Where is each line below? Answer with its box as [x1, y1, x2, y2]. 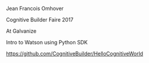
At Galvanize [6, 27, 37, 34]
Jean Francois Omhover [6, 5, 64, 12]
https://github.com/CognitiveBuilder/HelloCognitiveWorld [6, 50, 143, 57]
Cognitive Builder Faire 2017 [6, 16, 74, 23]
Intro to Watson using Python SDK [6, 39, 88, 45]
